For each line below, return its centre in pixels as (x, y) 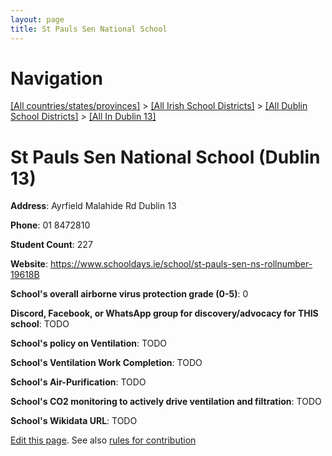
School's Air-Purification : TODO (78, 382)
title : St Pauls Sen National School (89, 29)
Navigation (56, 78)
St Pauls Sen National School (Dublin (165, 157)
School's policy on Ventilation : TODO (89, 343)
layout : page (37, 19)
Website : (29, 264)
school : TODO (40, 324)
